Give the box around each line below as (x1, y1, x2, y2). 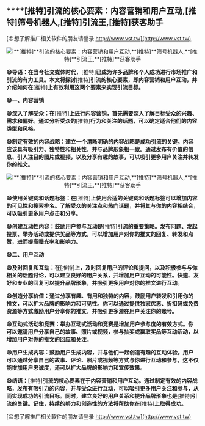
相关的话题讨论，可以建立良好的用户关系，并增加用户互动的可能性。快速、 (6, 271, 193, 279)
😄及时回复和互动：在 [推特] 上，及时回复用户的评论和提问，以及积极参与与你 (6, 263, 198, 271)
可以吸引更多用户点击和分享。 (6, 210, 81, 217)
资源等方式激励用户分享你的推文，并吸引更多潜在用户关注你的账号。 (6, 307, 178, 315)
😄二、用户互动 (6, 251, 45, 258)
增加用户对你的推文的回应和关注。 (6, 336, 92, 343)
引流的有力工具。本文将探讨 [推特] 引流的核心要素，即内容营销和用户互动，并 (6, 76, 198, 83)
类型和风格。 (6, 125, 38, 132)
